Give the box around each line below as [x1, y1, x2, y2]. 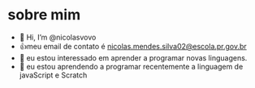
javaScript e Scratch [19, 70, 88, 80]
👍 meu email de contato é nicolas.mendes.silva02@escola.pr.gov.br [19, 41, 247, 51]
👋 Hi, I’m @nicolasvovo [19, 32, 97, 42]
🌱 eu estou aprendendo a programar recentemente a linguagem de [19, 61, 244, 71]
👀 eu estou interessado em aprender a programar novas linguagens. [19, 52, 248, 62]
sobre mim [7, 6, 81, 24]
